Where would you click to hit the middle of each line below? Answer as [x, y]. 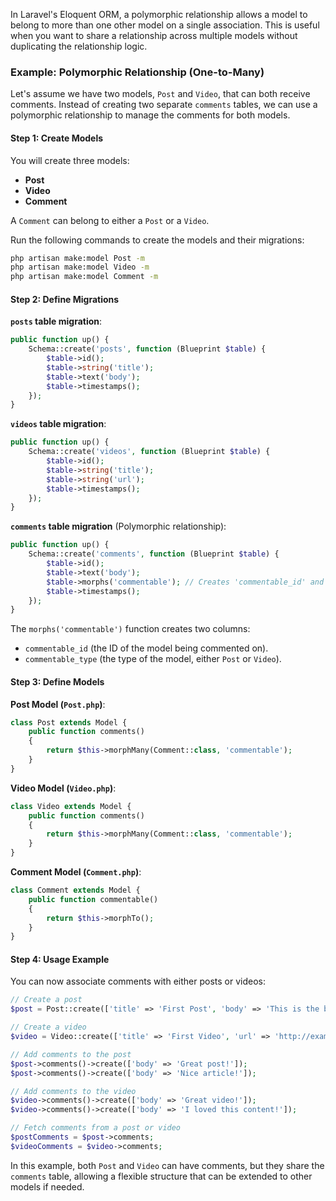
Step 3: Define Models [57, 681]
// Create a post [46, 1000]
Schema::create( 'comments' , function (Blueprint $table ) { [154, 554]
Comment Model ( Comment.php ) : [76, 872]
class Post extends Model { [69, 722]
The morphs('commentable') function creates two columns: [130, 629]
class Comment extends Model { [75, 890]
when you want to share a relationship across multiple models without [154, 35]
